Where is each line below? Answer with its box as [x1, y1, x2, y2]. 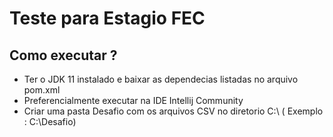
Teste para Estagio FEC [9, 7, 206, 30]
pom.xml [23, 84, 61, 96]
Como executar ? [9, 47, 118, 64]
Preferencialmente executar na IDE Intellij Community [23, 95, 244, 106]
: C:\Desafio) [23, 116, 77, 127]
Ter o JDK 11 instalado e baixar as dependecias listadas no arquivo [23, 73, 299, 85]
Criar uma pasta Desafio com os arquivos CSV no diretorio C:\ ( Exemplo [23, 105, 324, 117]
